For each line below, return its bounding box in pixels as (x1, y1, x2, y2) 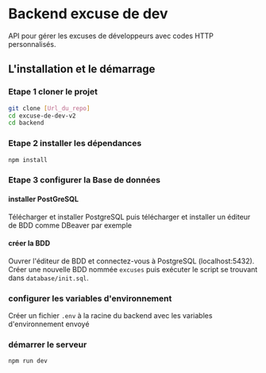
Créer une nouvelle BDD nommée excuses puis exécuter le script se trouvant (8, 264, 258, 274)
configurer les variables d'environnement (8, 293, 172, 304)
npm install (8, 156, 48, 163)
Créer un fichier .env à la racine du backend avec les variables (8, 311, 213, 321)
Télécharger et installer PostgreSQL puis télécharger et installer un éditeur (8, 212, 251, 221)
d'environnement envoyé (8, 319, 90, 329)
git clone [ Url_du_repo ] (8, 104, 91, 112)
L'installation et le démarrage (8, 63, 156, 76)
